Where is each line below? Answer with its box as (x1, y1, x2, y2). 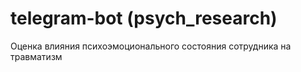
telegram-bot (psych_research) (10, 7, 278, 30)
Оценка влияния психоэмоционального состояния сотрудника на (10, 40, 292, 52)
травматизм (10, 50, 63, 62)
